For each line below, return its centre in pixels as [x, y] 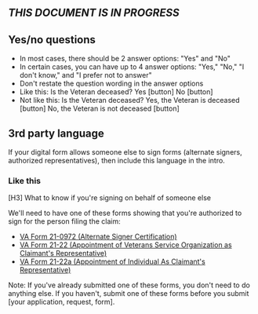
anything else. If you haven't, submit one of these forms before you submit [129, 294]
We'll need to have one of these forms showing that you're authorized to [125, 213]
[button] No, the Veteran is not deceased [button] [100, 108]
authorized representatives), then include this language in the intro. [116, 161]
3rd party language [56, 133]
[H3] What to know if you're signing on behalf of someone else [110, 198]
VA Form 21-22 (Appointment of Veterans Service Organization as [126, 245]
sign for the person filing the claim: [64, 221]
